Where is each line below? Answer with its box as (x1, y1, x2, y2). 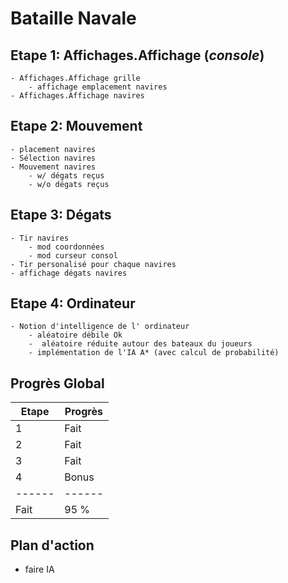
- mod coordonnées (28, 242, 105, 252)
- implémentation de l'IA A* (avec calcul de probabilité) (28, 348, 280, 358)
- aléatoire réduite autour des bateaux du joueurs (28, 339, 253, 349)
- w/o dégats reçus (28, 179, 110, 189)
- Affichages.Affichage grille (10, 73, 141, 83)
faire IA (24, 563, 55, 576)
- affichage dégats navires (10, 268, 128, 278)
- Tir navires (10, 233, 70, 243)
